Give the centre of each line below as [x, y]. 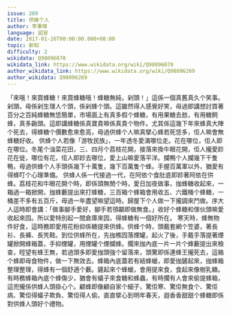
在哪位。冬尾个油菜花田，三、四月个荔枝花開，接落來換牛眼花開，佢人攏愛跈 [115, 149]
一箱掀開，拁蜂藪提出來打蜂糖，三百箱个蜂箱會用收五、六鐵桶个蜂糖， [118, 192]
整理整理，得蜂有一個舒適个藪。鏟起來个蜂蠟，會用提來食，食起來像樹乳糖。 [115, 269]
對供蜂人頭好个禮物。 [37, 304]
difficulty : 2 [27, 52]
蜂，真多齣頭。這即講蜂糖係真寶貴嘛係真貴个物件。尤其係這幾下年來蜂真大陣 [115, 124]
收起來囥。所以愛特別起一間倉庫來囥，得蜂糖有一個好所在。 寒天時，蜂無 [110, 218]
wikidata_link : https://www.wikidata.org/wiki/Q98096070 [90, 65]
